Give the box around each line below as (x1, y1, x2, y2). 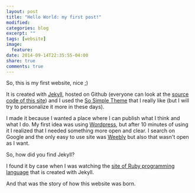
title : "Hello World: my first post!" (6, 14, 102, 20)
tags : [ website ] (6, 36, 46, 42)
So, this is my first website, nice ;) (6, 79, 89, 86)
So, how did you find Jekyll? (6, 151, 75, 158)
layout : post (6, 8, 38, 15)
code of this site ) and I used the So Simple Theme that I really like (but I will (6, 97, 189, 104)
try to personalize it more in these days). (6, 104, 105, 111)
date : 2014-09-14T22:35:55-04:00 (6, 52, 89, 58)
